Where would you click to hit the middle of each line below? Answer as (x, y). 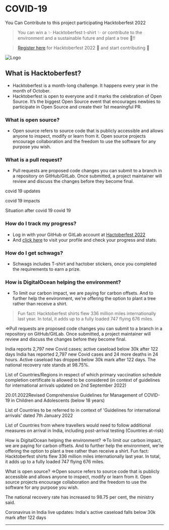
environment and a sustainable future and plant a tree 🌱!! (76, 38)
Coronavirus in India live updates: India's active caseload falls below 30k (80, 512)
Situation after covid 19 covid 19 (38, 210)
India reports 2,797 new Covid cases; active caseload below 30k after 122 (82, 349)
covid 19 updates (23, 191)
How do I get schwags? (34, 253)
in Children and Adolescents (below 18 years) (58, 400)
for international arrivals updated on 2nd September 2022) (66, 385)
